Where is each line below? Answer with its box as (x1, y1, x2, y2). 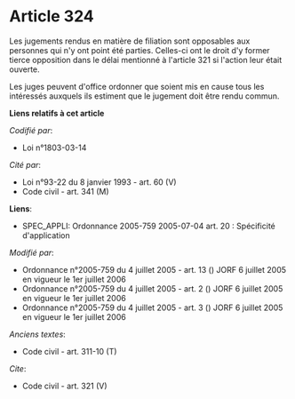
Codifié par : (9, 124, 53, 135)
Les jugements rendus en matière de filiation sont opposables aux (9, 36, 251, 46)
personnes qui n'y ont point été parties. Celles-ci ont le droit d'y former (9, 44, 270, 55)
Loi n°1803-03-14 (21, 142, 87, 153)
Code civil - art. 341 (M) (21, 186, 109, 196)
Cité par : (9, 159, 42, 170)
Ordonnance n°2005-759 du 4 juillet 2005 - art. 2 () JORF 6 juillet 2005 (21, 283, 283, 294)
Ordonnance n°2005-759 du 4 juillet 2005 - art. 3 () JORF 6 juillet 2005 (21, 302, 283, 313)
